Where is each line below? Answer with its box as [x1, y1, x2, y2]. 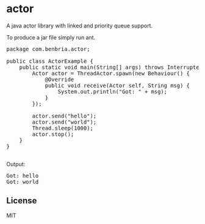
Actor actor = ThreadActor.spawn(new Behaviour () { [32, 69, 190, 77]
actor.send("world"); [32, 118, 97, 125]
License [6, 195, 37, 206]
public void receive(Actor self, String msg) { [45, 82, 190, 89]
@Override [45, 75, 74, 83]
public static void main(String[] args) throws [19, 63, 165, 71]
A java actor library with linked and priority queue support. [6, 22, 153, 29]
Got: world [6, 178, 39, 185]
